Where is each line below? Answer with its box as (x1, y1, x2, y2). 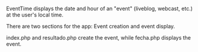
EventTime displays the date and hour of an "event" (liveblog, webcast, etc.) (6, 5, 193, 12)
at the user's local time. (6, 11, 64, 18)
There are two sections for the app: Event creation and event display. (6, 23, 175, 30)
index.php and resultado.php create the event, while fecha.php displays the (6, 34, 191, 41)
